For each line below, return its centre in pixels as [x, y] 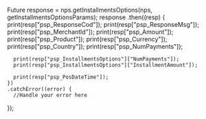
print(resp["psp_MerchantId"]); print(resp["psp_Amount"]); [90, 32]
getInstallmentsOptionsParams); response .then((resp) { [86, 17]
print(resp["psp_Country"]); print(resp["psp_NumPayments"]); [95, 46]
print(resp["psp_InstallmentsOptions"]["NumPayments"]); [96, 59]
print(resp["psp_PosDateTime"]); [61, 77]
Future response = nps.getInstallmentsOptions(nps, [80, 10]
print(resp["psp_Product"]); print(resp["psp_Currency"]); [87, 39]
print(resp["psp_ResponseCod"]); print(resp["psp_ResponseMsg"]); [103, 24]
